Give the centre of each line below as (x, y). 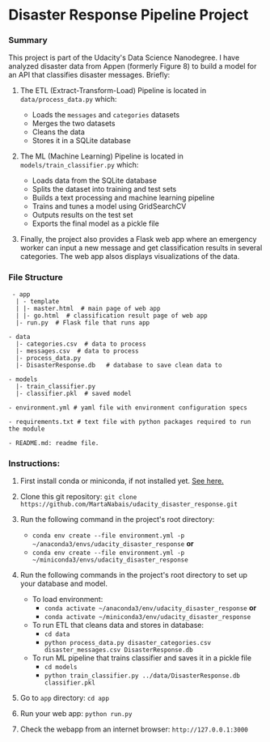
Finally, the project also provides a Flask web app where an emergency (138, 240)
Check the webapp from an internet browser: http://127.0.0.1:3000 (134, 729)
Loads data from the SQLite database (95, 180)
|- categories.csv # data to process (81, 344)
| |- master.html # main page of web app (88, 308)
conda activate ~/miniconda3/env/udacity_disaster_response (148, 617)
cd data (57, 634)
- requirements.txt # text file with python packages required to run (130, 422)
